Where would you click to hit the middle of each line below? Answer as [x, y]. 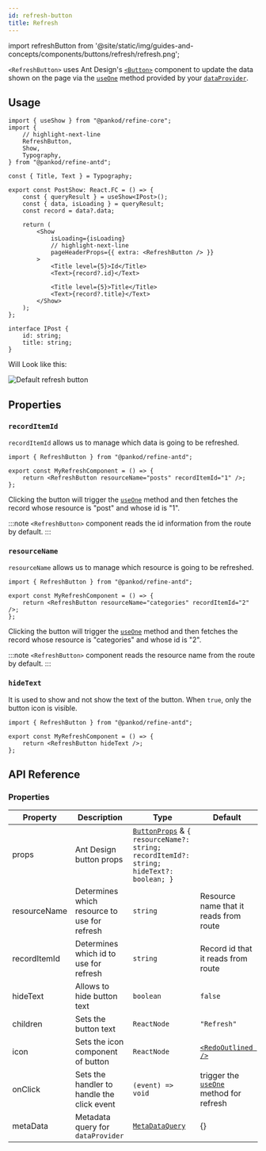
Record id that [226, 949]
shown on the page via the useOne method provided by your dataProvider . [129, 78]
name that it [222, 906]
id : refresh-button [40, 15]
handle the [95, 1095]
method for [220, 1093]
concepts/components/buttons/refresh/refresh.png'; [94, 54]
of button [92, 1061]
